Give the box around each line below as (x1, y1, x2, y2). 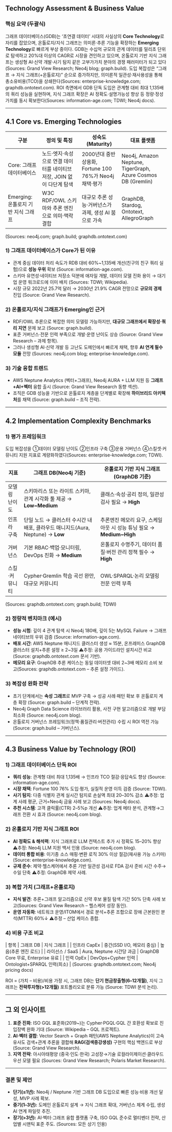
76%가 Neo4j (81, 172, 114, 179)
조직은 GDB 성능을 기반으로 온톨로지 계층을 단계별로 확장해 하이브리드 (12, 390, 153, 396)
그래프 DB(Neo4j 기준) (33, 469, 86, 476)
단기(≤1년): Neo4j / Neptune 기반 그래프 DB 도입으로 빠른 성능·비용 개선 (12, 1089, 158, 1095)
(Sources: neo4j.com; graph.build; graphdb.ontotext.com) (5, 233, 127, 239)
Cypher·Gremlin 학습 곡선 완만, (24, 572, 96, 580)
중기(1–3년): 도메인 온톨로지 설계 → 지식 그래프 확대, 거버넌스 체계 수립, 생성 (12, 1102, 165, 1108)
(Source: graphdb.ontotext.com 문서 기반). (12, 653, 101, 659)
